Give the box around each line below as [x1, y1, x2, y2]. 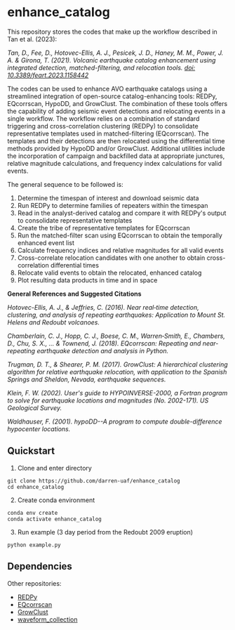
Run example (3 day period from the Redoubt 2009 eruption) [17, 527, 194, 536]
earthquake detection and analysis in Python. [36, 346, 169, 355]
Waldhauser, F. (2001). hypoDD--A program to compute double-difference [7, 417, 222, 426]
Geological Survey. [7, 403, 62, 412]
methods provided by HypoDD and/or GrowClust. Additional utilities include [7, 144, 226, 152]
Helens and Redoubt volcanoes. [7, 317, 100, 327]
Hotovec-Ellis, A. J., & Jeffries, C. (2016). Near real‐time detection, [7, 303, 200, 311]
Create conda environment [17, 496, 95, 504]
